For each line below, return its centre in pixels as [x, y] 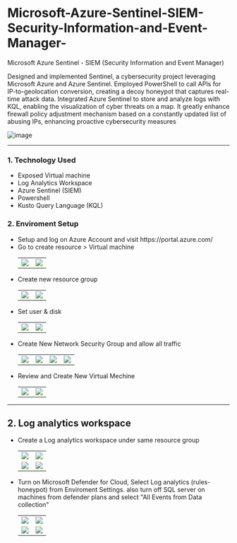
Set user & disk [39, 311]
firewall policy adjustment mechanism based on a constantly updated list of [117, 114]
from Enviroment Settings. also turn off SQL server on [127, 490]
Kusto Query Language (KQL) [60, 206]
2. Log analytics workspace [69, 423]
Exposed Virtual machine [54, 175]
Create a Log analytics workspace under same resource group [108, 440]
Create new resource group [57, 279]
